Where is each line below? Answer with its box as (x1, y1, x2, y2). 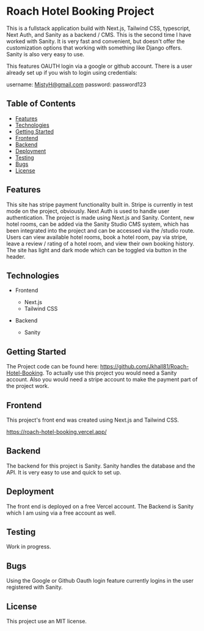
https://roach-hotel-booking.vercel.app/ (6, 428, 107, 435)
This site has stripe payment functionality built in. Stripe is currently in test (6, 201, 194, 208)
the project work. (6, 383, 49, 390)
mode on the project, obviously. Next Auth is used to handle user (6, 207, 170, 215)
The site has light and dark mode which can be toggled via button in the (6, 246, 188, 253)
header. (6, 253, 26, 260)
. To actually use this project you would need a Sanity (42, 369, 177, 377)
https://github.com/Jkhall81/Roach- (100, 363, 189, 370)
